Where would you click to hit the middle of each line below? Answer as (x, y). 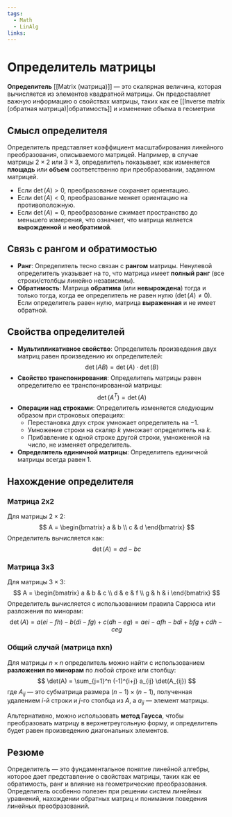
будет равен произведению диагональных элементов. (88, 731)
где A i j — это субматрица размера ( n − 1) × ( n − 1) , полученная (100, 692)
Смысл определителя (57, 130)
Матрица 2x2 (31, 501)
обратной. (32, 310)
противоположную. (46, 205)
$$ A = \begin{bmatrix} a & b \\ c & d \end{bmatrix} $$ (117, 527)
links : (17, 33)
